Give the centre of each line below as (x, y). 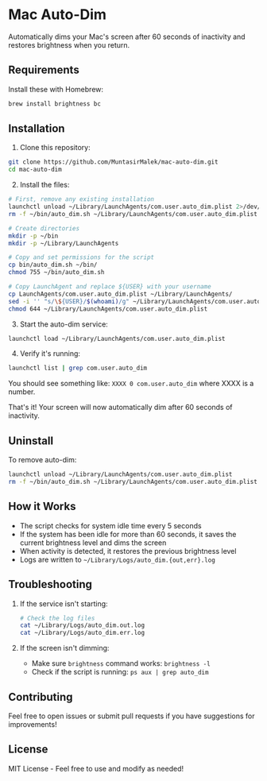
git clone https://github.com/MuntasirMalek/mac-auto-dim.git (113, 162)
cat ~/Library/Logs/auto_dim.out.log (82, 625)
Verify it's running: (50, 354)
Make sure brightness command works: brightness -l (121, 663)
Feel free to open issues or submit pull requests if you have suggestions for (132, 716)
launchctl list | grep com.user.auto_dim (78, 368)
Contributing (41, 697)
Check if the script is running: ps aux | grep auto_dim (120, 672)
